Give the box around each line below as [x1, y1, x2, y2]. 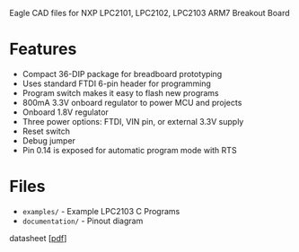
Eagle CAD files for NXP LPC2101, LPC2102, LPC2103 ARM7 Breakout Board [9, 8, 290, 18]
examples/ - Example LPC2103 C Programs [22, 205, 180, 216]
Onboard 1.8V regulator [22, 107, 110, 117]
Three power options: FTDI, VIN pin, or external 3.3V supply [22, 116, 244, 126]
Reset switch [22, 126, 70, 136]
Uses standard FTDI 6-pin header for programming [22, 78, 211, 89]
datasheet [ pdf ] [9, 232, 67, 243]
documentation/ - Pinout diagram [22, 215, 144, 226]
